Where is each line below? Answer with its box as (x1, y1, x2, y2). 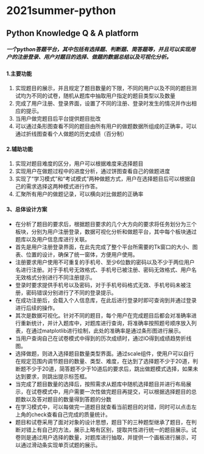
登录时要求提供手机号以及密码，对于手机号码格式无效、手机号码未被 (15, 281, 186, 288)
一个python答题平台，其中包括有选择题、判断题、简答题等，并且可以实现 (6, 46, 191, 53)
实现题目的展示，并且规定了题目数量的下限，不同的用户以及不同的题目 (15, 85, 192, 92)
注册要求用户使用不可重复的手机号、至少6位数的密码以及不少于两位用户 (15, 258, 195, 266)
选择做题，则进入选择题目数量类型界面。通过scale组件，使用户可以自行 (15, 350, 194, 357)
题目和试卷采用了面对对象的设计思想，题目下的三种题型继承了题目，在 (15, 418, 192, 425)
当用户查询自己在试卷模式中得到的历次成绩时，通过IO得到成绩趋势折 (15, 335, 187, 342)
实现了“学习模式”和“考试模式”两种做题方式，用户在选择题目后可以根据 (15, 175, 191, 183)
